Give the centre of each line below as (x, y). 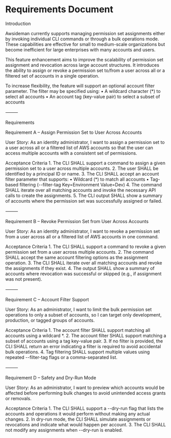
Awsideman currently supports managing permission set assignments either (85, 33)
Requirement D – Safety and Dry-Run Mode (51, 378)
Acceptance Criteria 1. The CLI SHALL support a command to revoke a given (86, 247)
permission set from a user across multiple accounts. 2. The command (80, 252)
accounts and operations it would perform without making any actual (78, 413)
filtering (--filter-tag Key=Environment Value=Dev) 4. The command (91, 184)
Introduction (18, 23)
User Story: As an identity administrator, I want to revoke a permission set (83, 231)
